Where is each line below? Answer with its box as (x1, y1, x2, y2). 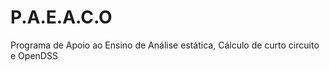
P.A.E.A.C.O (10, 6, 113, 29)
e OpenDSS (10, 49, 58, 61)
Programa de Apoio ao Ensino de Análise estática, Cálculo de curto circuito (10, 39, 320, 51)
